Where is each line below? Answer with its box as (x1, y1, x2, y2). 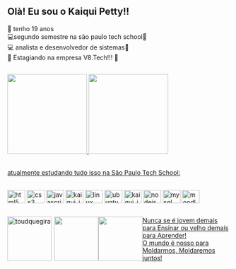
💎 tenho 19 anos (7, 24, 54, 33)
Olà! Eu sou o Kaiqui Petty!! (7, 6, 129, 18)
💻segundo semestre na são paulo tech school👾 (7, 32, 147, 41)
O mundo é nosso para (142, 239, 209, 247)
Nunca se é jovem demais (142, 216, 218, 224)
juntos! (142, 253, 163, 262)
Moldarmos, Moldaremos (142, 246, 216, 254)
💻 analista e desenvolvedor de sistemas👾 (7, 42, 129, 52)
